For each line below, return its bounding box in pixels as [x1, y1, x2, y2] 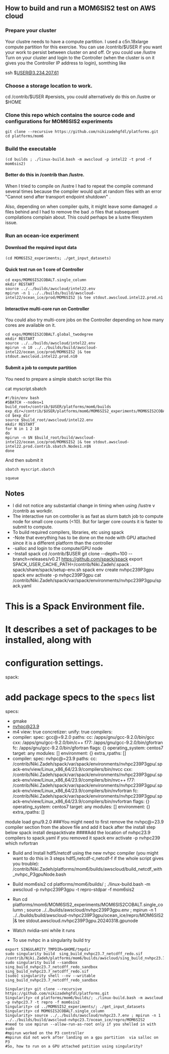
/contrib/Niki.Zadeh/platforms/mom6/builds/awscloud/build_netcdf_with [12, 866, 162, 872]
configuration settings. [5, 657, 104, 669]
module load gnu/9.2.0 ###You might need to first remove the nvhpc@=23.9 [5, 818, 164, 825]
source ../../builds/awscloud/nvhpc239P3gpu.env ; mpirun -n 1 [27, 906, 157, 913]
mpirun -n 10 [5, 345, 33, 350]
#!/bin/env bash [5, 395, 39, 400]
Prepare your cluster [5, 27, 57, 34]
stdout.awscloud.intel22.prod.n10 [5, 354, 78, 359]
